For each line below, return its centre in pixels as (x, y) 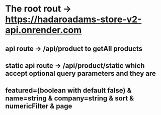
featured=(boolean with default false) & (68, 91)
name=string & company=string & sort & (70, 98)
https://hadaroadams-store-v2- (73, 19)
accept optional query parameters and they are (80, 73)
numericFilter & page (39, 106)
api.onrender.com (44, 30)
